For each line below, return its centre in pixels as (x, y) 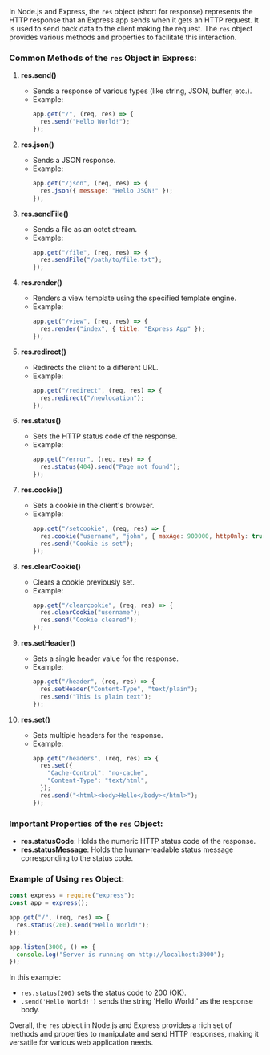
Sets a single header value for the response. (105, 658)
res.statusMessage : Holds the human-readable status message (127, 849)
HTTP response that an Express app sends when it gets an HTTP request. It (134, 20)
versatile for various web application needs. (81, 1042)
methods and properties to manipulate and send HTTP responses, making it (134, 1034)
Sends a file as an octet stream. (85, 229)
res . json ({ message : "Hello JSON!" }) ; (106, 191)
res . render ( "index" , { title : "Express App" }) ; (123, 329)
